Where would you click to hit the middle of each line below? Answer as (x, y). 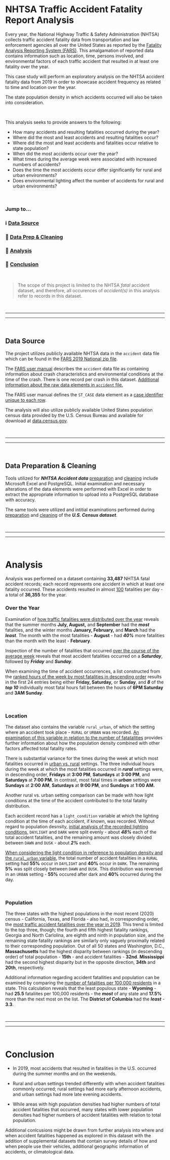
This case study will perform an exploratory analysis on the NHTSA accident (85, 76)
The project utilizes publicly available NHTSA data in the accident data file (82, 353)
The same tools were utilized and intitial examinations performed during (80, 510)
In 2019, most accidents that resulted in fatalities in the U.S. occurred (84, 1069)
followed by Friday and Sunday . (39, 661)
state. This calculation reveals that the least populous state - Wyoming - (81, 988)
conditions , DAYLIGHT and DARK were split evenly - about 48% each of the (81, 832)
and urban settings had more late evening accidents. (67, 1094)
